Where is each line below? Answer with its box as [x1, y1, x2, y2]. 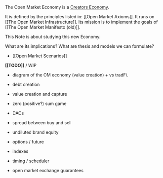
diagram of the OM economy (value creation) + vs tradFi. [12, 72, 128, 78]
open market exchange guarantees [12, 168, 84, 173]
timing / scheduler [12, 158, 49, 164]
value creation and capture [12, 91, 68, 97]
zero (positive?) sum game [12, 101, 67, 107]
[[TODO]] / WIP [5, 63, 37, 68]
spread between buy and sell [12, 120, 72, 125]
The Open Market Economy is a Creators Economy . [5, 4, 110, 10]
